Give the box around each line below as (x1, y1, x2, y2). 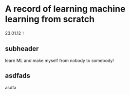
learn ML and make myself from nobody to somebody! (5, 57, 114, 63)
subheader (5, 45, 39, 53)
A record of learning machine (5, 3, 126, 15)
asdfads (5, 72, 31, 80)
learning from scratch (5, 14, 95, 25)
